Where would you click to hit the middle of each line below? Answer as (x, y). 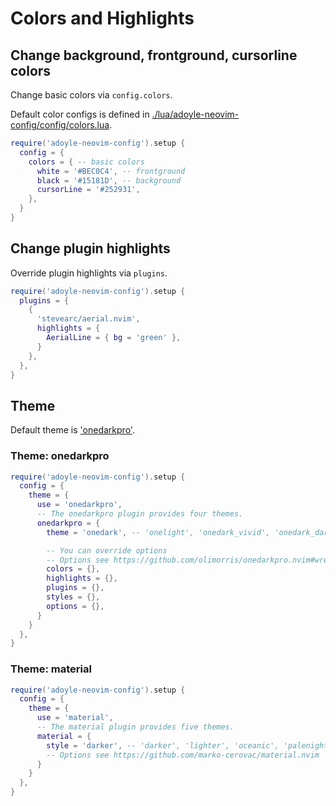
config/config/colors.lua (60, 125)
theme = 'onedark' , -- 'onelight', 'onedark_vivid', (158, 532)
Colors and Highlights (102, 18)
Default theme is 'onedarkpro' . (72, 430)
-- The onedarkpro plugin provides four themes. (140, 514)
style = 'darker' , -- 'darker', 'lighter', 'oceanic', (163, 745)
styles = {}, (73, 597)
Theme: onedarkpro (60, 456)
